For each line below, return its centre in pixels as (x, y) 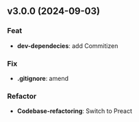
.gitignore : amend (42, 78)
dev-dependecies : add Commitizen (67, 46)
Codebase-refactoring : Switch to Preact (74, 111)
